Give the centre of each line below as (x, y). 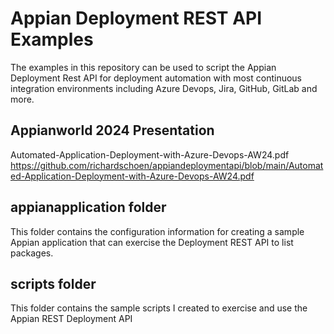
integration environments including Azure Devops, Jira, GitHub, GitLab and (164, 88)
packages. (32, 253)
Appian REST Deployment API (71, 319)
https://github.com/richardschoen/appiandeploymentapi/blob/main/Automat (167, 165)
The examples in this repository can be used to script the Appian (143, 67)
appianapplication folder (88, 207)
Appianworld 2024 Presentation (112, 130)
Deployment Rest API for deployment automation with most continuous (156, 78)
